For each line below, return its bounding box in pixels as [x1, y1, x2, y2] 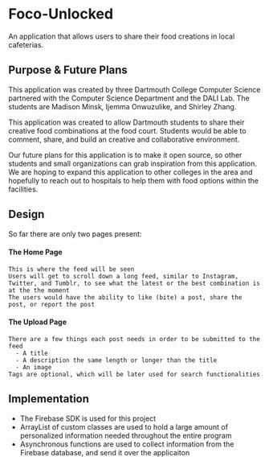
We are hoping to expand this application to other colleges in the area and [8, 167, 253, 177]
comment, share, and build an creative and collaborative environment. [8, 134, 240, 144]
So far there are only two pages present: [8, 228, 142, 238]
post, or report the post [8, 300, 95, 308]
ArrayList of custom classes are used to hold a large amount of [19, 422, 229, 431]
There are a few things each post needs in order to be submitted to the [8, 335, 261, 343]
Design [8, 208, 45, 221]
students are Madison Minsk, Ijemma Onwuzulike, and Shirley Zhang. [8, 101, 237, 111]
